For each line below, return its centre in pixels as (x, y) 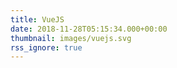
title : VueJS (37, 19)
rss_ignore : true (46, 47)
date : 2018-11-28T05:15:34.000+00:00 (89, 29)
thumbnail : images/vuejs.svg (71, 38)
